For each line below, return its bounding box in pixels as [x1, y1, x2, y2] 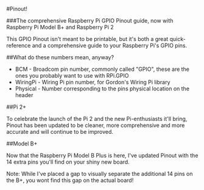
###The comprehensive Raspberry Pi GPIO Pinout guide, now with [6, 17, 174, 24]
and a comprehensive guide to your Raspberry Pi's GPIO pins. [32, 42, 188, 49]
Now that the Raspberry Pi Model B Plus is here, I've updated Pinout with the [6, 152, 199, 159]
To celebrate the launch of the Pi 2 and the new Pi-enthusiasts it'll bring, [6, 115, 188, 122]
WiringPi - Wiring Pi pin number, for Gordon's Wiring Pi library [15, 79, 171, 86]
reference [6, 42, 31, 49]
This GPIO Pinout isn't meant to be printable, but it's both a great [6, 35, 169, 42]
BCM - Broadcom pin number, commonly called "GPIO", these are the [15, 65, 190, 73]
